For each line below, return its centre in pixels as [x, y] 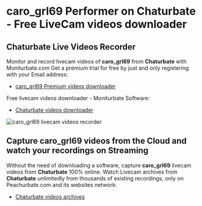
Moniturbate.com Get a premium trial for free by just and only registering [98, 68]
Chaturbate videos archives [50, 196]
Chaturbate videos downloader [54, 110]
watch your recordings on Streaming [77, 151]
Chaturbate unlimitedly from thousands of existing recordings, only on [95, 178]
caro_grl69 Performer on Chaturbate [101, 11]
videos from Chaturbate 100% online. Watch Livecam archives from [92, 172]
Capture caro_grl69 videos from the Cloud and [97, 141]
